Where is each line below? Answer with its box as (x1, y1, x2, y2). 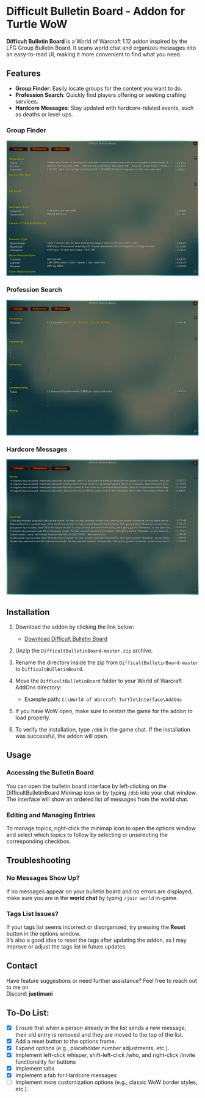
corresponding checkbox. (6, 838, 71, 845)
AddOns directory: (15, 684, 62, 691)
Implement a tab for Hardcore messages (15, 1071, 117, 1079)
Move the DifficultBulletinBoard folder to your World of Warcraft (15, 677, 182, 684)
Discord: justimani (6, 990, 53, 997)
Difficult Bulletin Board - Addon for (6, 4, 185, 18)
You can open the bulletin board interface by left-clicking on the (6, 782, 167, 790)
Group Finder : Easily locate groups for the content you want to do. (15, 85, 182, 92)
